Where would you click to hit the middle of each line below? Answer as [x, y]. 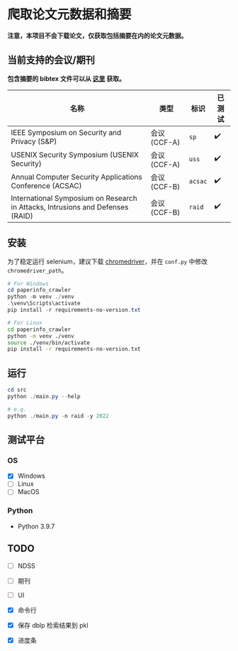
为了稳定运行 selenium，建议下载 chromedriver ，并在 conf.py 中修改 [107, 261]
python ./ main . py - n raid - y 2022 [58, 416]
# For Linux [25, 323]
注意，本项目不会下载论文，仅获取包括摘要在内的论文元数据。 [97, 35]
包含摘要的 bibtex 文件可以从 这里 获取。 [66, 78]
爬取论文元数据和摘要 [70, 15]
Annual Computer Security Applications [77, 177]
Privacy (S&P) [34, 141]
